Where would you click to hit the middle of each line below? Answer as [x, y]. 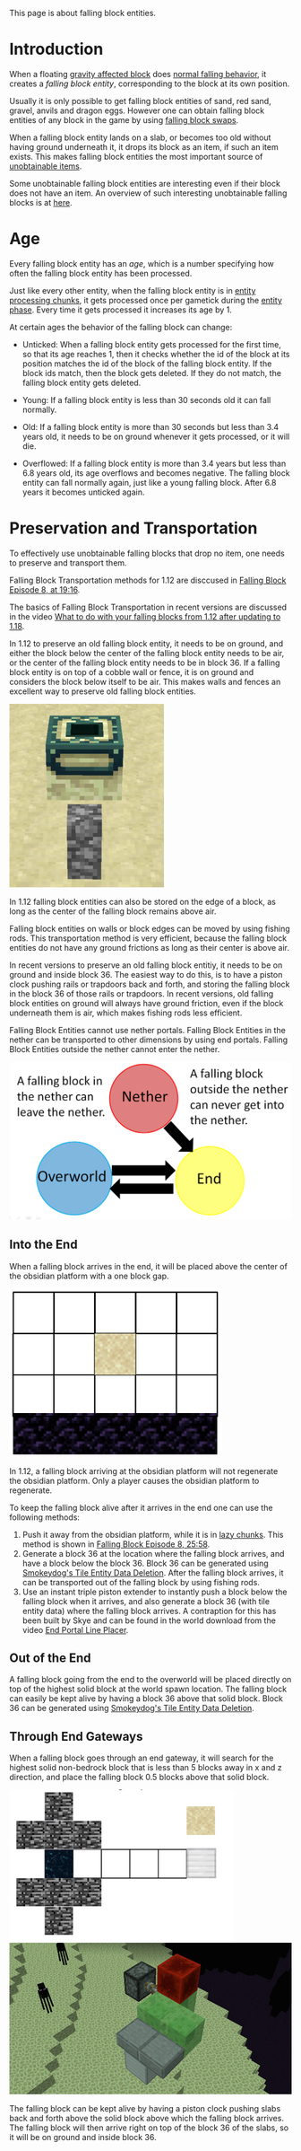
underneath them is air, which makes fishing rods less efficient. [126, 1013]
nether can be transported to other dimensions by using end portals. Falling [149, 1040]
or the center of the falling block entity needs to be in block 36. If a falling [145, 663]
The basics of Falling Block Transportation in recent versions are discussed [148, 607]
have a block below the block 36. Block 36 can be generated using [145, 1563]
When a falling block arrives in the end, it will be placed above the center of [149, 1266]
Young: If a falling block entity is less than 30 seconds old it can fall [146, 399]
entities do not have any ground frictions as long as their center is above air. [149, 947]
